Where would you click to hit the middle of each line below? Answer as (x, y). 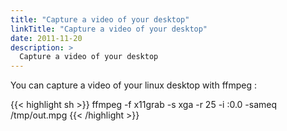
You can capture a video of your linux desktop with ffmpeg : (134, 85)
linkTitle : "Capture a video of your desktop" (109, 29)
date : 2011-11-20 (46, 38)
